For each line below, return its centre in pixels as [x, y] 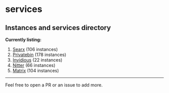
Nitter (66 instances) [34, 65]
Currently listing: [23, 39]
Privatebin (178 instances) [39, 54]
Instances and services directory [58, 28]
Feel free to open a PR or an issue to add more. [54, 85]
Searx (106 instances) [35, 49]
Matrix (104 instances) [36, 70]
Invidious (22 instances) [37, 60]
